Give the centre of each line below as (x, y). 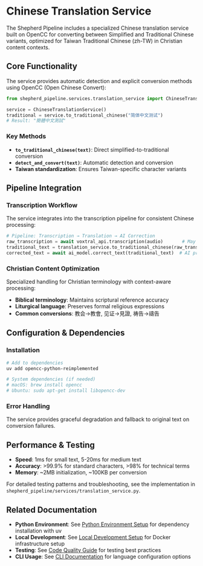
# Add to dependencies (35, 363)
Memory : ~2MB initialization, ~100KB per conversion (81, 473)
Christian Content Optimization (53, 268)
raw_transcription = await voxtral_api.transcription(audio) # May (101, 242)
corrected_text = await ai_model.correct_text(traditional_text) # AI (98, 253)
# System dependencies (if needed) (51, 379)
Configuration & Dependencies (66, 333)
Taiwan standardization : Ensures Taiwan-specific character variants (101, 169)
